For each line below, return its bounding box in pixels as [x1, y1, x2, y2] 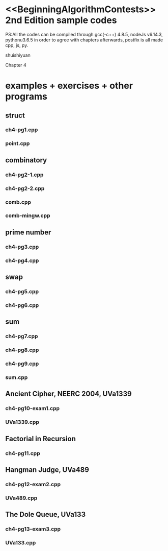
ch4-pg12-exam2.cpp [5, 481, 61, 488]
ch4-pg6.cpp [5, 301, 39, 308]
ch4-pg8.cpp [5, 346, 39, 353]
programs [5, 91, 47, 103]
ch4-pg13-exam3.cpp [5, 525, 61, 533]
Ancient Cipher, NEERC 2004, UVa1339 [5, 390, 132, 398]
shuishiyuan [5, 52, 31, 58]
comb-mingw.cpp [5, 212, 50, 219]
